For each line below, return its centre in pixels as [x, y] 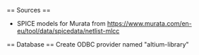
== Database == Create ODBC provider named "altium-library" [98, 44]
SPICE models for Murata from [61, 23]
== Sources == [29, 10]
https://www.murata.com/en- [149, 23]
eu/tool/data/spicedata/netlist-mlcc [68, 31]
